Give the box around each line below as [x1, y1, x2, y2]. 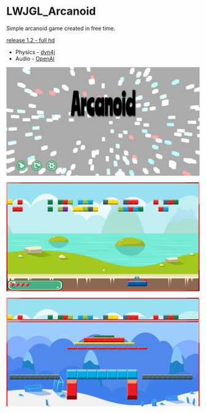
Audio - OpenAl [15, 55, 55, 62]
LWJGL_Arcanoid [6, 4, 96, 18]
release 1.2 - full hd [6, 36, 55, 44]
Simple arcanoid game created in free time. [6, 25, 115, 32]
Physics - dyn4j [15, 48, 55, 56]
